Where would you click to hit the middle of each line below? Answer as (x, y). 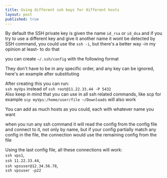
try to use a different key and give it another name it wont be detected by (80, 38)
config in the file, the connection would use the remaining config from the (81, 135)
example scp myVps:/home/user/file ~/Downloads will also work (70, 99)
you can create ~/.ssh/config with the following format (62, 59)
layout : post (19, 14)
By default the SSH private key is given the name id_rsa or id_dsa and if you (84, 33)
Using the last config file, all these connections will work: (64, 150)
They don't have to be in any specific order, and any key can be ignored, (80, 68)
